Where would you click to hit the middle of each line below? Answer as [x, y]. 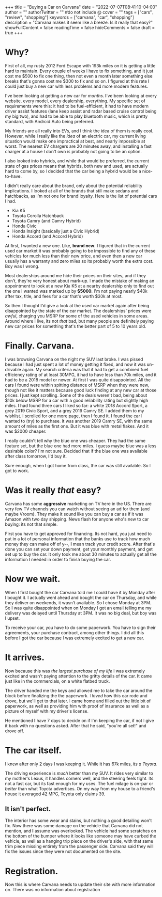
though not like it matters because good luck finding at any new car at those [81, 390]
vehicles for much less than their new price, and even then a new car [74, 256]
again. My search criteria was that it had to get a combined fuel [85, 369]
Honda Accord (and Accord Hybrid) [47, 236]
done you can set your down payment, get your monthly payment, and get [79, 549]
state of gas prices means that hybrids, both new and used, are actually [76, 166]
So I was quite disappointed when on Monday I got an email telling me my [78, 608]
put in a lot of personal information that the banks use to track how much [78, 539]
